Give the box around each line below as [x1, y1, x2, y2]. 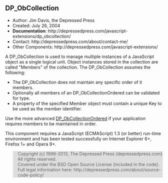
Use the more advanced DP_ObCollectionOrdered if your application [5, 115, 146, 121]
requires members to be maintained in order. [5, 120, 97, 126]
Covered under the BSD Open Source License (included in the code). [17, 161, 160, 167]
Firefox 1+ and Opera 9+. [5, 141, 56, 147]
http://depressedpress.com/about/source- [73, 166, 161, 172]
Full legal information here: [17, 166, 72, 172]
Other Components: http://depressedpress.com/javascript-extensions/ [12, 43, 158, 49]
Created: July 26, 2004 [12, 22, 60, 28]
